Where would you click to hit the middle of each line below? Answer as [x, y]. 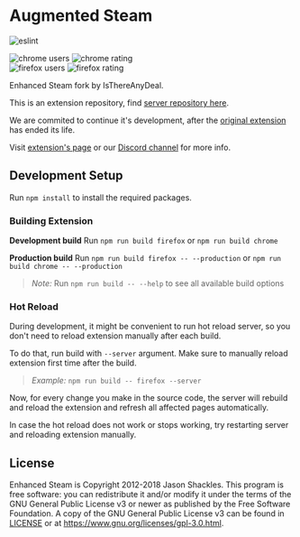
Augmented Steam [81, 16]
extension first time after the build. [73, 363]
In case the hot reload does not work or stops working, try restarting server [149, 425]
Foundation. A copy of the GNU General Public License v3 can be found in [147, 514]
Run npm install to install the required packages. [100, 197]
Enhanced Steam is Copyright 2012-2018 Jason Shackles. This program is [146, 485]
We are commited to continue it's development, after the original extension [148, 120]
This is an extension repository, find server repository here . [119, 102]
